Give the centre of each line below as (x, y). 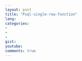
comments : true (20, 51)
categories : (17, 23)
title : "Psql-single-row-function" (41, 14)
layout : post (18, 10)
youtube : (14, 46)
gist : (10, 42)
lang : (10, 19)
